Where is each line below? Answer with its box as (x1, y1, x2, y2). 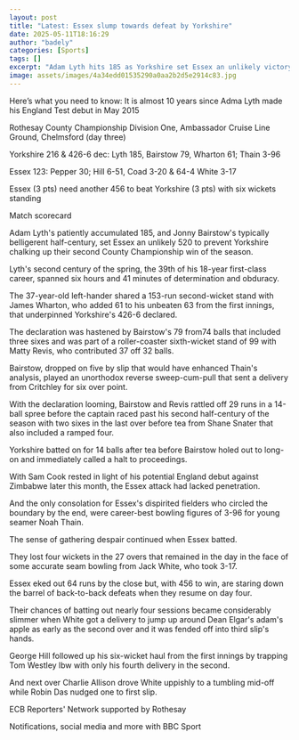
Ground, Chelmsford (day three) (9, 131, 126, 142)
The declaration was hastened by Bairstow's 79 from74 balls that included (9, 326, 281, 337)
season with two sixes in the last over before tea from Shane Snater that (9, 418, 274, 428)
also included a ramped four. (9, 427, 114, 437)
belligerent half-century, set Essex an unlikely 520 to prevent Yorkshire (9, 237, 269, 248)
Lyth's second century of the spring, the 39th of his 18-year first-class (9, 264, 267, 274)
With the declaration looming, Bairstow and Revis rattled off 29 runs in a (9, 398, 273, 410)
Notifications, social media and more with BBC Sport (9, 720, 202, 731)
